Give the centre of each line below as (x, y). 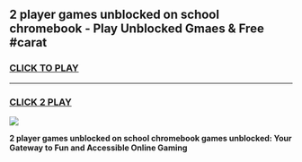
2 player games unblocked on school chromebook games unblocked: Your (151, 138)
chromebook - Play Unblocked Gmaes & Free (137, 29)
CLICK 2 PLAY (40, 102)
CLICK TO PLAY (44, 68)
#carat (28, 43)
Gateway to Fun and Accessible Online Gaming (98, 148)
